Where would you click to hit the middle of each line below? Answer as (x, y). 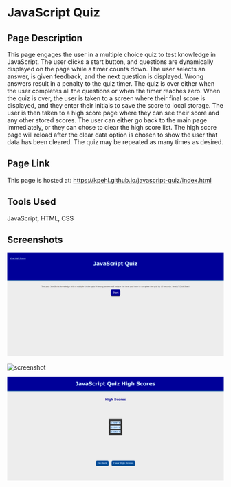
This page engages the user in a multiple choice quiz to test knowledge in (112, 54)
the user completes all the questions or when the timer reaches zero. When (114, 91)
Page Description (45, 38)
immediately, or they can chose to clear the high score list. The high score (112, 127)
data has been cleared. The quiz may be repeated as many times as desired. (115, 142)
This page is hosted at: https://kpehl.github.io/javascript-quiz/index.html (109, 180)
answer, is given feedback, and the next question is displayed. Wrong (106, 76)
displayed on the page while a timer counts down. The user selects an (106, 69)
